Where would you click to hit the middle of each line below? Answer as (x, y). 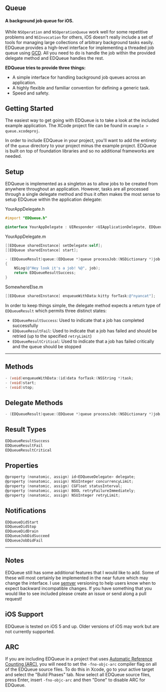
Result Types (26, 430)
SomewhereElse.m (24, 287)
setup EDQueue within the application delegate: (54, 199)
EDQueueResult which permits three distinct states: (56, 311)
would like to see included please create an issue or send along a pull (76, 594)
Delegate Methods (34, 403)
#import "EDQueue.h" (26, 218)
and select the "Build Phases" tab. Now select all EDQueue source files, (78, 675)
